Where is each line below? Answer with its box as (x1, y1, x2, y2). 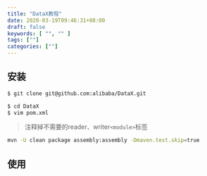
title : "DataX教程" (7, 10, 63, 18)
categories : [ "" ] (7, 43, 58, 50)
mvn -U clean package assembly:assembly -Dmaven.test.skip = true (7, 137, 200, 144)
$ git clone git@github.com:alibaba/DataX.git (7, 89, 146, 97)
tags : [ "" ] (7, 37, 39, 44)
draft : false (7, 23, 46, 30)
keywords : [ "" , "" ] (7, 30, 71, 37)
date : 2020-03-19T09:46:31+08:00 (7, 17, 106, 24)
